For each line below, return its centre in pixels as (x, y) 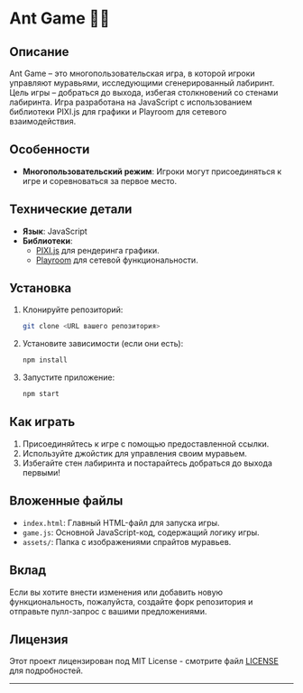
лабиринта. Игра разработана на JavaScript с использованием (131, 102)
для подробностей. (46, 670)
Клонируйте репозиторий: (73, 310)
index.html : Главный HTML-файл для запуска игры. (121, 522)
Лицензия (39, 639)
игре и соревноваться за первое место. (100, 180)
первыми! (41, 472)
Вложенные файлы (66, 501)
